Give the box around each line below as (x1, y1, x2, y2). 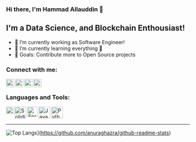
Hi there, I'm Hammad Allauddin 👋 (6, 5, 104, 13)
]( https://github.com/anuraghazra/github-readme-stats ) (37, 129, 171, 136)
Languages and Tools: (6, 93, 70, 101)
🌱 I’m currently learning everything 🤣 (14, 45, 103, 52)
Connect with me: (6, 65, 58, 73)
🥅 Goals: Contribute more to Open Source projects (14, 51, 136, 58)
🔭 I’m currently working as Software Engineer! (14, 38, 125, 45)
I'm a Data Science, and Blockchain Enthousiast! (6, 23, 185, 33)
